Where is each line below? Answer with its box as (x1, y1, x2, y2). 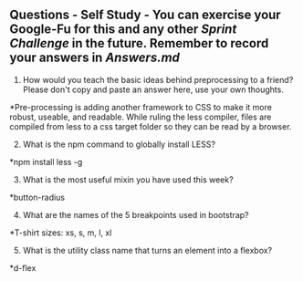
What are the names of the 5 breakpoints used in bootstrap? (22, 209, 249, 220)
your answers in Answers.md (9, 50, 181, 66)
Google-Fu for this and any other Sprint (9, 22, 237, 37)
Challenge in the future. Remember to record (9, 36, 269, 51)
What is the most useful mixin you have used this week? (22, 173, 235, 185)
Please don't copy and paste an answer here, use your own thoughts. (22, 84, 285, 95)
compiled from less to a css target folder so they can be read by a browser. (9, 120, 292, 131)
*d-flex (9, 262, 37, 273)
